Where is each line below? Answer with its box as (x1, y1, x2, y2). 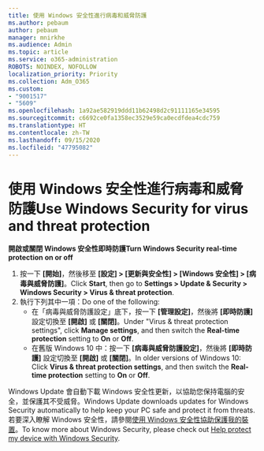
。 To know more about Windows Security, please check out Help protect (15, 425, 251, 434)
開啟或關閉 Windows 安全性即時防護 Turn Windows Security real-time (8, 244, 238, 253)
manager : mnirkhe (8, 33, 65, 42)
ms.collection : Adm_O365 (8, 77, 90, 85)
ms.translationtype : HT (8, 121, 87, 129)
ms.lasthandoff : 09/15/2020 (8, 136, 101, 144)
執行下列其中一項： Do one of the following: (19, 297, 160, 307)
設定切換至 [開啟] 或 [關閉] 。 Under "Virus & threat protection (31, 317, 229, 326)
